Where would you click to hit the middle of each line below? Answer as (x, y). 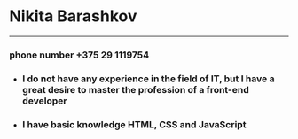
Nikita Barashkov (73, 16)
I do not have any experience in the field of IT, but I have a (148, 79)
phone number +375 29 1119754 (79, 55)
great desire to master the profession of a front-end (136, 89)
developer (45, 101)
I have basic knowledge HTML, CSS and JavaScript (134, 124)
